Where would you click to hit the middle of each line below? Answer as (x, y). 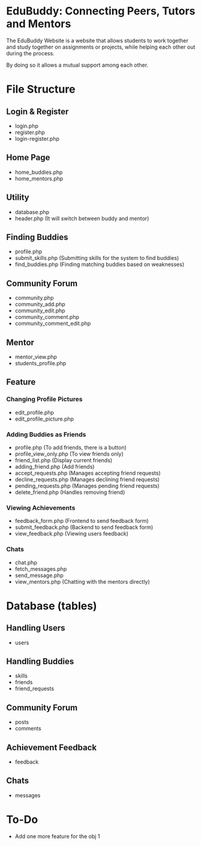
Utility (18, 198)
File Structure (41, 89)
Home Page (28, 158)
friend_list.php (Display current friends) (64, 460)
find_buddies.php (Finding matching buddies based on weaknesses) (100, 264)
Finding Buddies (37, 237)
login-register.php (37, 138)
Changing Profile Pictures (44, 400)
